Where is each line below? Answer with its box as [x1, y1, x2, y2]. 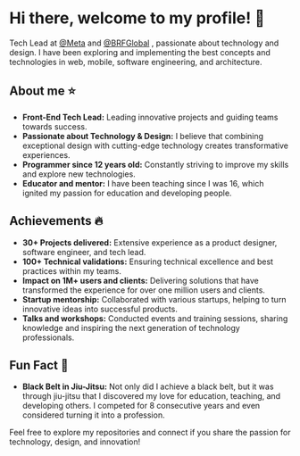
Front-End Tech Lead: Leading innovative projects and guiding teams [21, 112, 279, 122]
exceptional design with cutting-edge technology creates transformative [21, 140, 288, 151]
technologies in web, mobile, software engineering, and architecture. [9, 56, 262, 67]
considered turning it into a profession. [21, 410, 165, 420]
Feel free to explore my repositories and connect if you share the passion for [9, 427, 291, 438]
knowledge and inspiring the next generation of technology [21, 322, 241, 333]
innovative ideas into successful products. [21, 303, 179, 314]
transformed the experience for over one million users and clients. [21, 285, 266, 295]
